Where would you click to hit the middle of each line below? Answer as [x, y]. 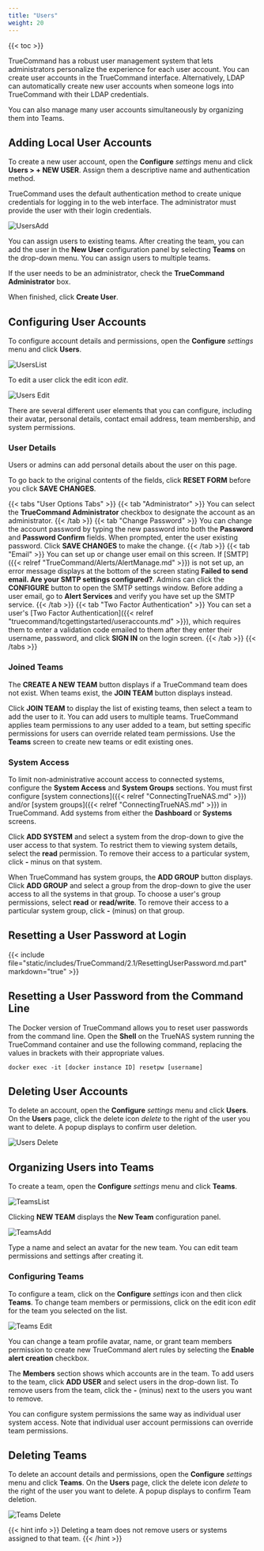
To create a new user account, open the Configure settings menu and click [130, 162]
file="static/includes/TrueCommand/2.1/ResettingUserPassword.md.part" [128, 963]
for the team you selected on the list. [68, 1310]
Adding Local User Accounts [80, 143]
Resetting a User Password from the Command [126, 996]
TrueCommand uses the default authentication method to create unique [125, 194]
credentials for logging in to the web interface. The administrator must [123, 202]
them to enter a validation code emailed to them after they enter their [121, 630]
